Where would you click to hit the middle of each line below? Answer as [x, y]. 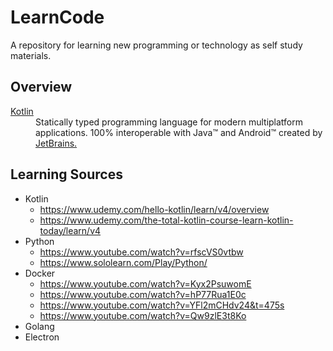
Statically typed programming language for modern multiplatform [169, 122]
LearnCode [57, 17]
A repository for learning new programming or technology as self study [156, 45]
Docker [40, 273]
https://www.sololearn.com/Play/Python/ [123, 262]
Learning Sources [66, 174]
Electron [42, 337]
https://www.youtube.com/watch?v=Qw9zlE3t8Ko [143, 315]
